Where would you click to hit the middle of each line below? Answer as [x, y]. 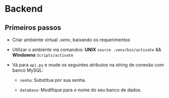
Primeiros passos [33, 28]
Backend [24, 9]
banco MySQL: [28, 70]
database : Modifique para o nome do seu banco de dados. [81, 90]
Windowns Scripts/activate [43, 55]
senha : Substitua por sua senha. [53, 80]
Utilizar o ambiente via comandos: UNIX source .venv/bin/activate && [87, 50]
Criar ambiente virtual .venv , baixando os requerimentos [71, 40]
